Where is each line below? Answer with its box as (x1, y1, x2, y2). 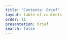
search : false (5, 26, 36, 31)
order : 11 (5, 17, 26, 22)
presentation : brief (5, 21, 49, 27)
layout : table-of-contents (5, 12, 62, 17)
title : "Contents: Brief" (5, 7, 60, 13)
